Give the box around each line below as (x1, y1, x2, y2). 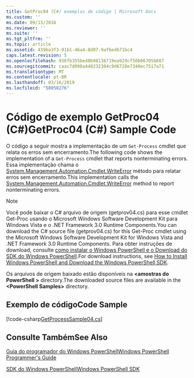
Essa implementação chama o (6, 161, 79, 168)
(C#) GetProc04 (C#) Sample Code (6, 123, 176, 136)
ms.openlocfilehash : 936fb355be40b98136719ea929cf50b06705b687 (6, 58, 165, 63)
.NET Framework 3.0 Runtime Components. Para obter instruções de (6, 240, 172, 247)
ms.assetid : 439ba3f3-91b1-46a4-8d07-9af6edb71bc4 (6, 47, 133, 53)
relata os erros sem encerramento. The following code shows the (6, 148, 163, 156)
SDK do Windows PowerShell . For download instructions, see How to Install (6, 252, 188, 259)
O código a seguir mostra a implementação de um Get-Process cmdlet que (6, 142, 186, 149)
